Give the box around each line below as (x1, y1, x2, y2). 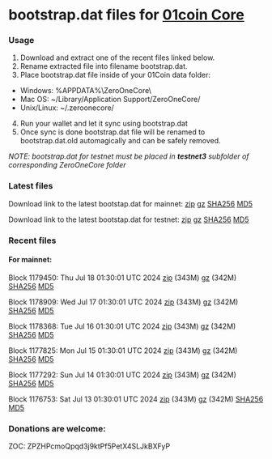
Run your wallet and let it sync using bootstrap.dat (19, 119, 189, 129)
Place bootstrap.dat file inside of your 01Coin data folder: (19, 70, 210, 80)
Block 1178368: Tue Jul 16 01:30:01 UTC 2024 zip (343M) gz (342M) (8, 321, 236, 331)
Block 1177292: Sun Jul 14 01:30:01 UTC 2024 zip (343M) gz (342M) (8, 370, 237, 380)
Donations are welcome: (8, 423, 107, 434)
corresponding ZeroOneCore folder (8, 160, 126, 170)
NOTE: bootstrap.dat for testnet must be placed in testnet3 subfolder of (8, 151, 249, 161)
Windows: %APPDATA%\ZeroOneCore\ (19, 86, 152, 96)
